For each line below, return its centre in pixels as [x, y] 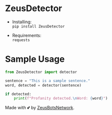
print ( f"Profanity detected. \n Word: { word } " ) [61, 99]
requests [21, 40]
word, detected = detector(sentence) [43, 85]
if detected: [18, 94]
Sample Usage [35, 59]
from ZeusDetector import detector [41, 72]
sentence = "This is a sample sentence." [48, 81]
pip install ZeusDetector [38, 26]
